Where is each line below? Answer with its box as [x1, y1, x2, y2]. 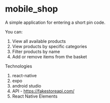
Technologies [5, 63, 33, 69]
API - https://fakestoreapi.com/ [12, 88, 74, 94]
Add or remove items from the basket [12, 53, 87, 59]
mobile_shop [5, 3, 58, 15]
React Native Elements [12, 93, 57, 99]
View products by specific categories [12, 43, 87, 49]
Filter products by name [12, 49, 60, 54]
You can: [5, 29, 23, 34]
